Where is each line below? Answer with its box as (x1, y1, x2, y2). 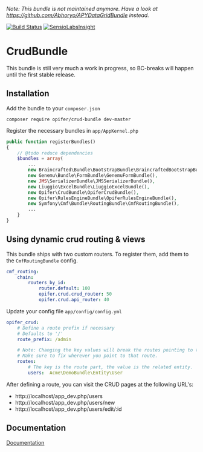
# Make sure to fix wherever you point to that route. (17, 353, 158, 359)
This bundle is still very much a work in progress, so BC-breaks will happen (6, 64, 195, 71)
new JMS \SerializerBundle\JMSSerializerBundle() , (28, 178, 155, 184)
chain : (17, 274, 34, 281)
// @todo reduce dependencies (17, 150, 94, 156)
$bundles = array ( (17, 156, 63, 162)
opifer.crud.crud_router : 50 (38, 291, 112, 297)
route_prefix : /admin (17, 336, 71, 342)
